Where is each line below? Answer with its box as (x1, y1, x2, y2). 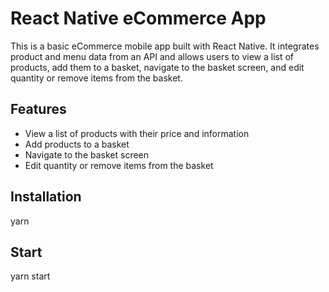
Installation (10, 188, 82, 206)
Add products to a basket (24, 138, 130, 150)
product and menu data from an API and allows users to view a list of (10, 50, 295, 62)
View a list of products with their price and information (24, 127, 250, 139)
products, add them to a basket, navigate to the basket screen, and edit (10, 61, 305, 73)
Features (10, 101, 67, 118)
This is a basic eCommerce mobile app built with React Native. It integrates (10, 40, 320, 52)
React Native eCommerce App (10, 7, 267, 30)
